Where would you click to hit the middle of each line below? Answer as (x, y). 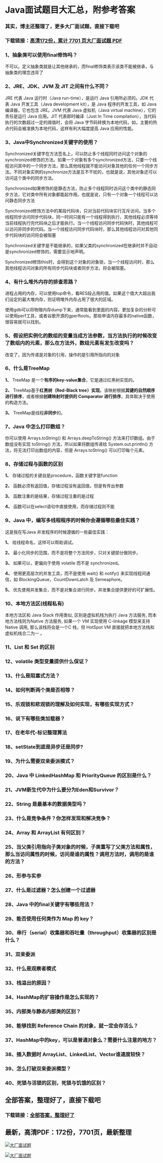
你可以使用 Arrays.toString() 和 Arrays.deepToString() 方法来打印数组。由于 (80, 438)
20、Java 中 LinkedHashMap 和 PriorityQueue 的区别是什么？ (78, 776)
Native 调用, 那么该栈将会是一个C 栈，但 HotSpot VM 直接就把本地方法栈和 (80, 627)
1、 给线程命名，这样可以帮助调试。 (41, 542)
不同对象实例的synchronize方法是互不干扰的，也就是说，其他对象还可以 (85, 172)
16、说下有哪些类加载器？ (35, 718)
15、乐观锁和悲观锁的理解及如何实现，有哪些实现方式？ (70, 704)
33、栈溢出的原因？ (28, 983)
